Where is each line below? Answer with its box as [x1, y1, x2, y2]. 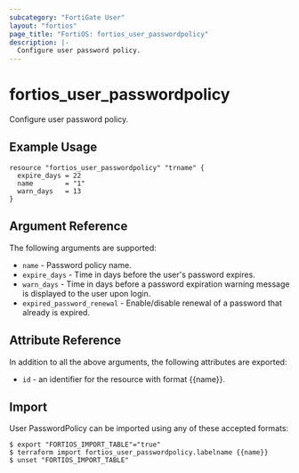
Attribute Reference [9, 333, 122, 348]
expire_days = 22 [17, 171, 82, 180]
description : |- [9, 37, 69, 47]
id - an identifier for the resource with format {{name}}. [21, 373, 225, 384]
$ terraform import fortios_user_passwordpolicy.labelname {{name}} [9, 448, 269, 457]
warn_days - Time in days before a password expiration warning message [21, 278, 290, 290]
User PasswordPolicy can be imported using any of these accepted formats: [9, 423, 289, 434]
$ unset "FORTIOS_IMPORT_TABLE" [9, 456, 129, 465]
